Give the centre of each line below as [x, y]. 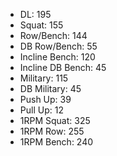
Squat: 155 [41, 25]
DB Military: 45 [50, 88]
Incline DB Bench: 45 [63, 67]
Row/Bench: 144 [53, 35]
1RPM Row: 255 [52, 131]
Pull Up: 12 [41, 110]
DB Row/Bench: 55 [58, 46]
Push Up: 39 [45, 99]
